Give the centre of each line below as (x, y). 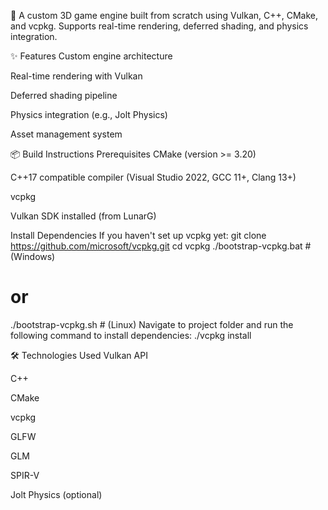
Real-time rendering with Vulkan (76, 76)
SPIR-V (25, 475)
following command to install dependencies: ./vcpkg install (131, 335)
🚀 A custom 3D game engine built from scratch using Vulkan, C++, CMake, (164, 15)
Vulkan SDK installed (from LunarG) (83, 216)
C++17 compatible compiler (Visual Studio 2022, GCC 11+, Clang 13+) (153, 177)
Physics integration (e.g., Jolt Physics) (89, 114)
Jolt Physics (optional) (56, 494)
